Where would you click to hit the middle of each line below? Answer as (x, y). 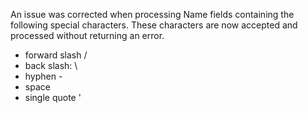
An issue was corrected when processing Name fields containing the (152, 14)
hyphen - (43, 76)
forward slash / (56, 55)
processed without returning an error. (87, 35)
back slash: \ (51, 65)
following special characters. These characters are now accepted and (154, 25)
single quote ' (53, 97)
